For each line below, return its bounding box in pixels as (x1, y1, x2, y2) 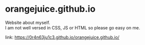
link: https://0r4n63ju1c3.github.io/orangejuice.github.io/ (5, 34, 119, 40)
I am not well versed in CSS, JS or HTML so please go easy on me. (5, 24, 141, 30)
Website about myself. (5, 20, 51, 25)
